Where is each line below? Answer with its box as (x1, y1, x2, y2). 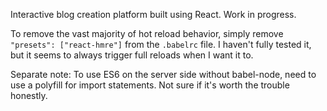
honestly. (10, 90, 48, 101)
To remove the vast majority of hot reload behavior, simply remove (10, 28, 284, 39)
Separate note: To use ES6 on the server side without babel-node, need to (10, 69, 317, 80)
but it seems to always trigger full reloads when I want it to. (10, 49, 254, 61)
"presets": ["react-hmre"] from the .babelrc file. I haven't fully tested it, (10, 39, 312, 50)
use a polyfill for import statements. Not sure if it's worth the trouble (10, 79, 290, 91)
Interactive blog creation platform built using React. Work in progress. (10, 9, 297, 20)
